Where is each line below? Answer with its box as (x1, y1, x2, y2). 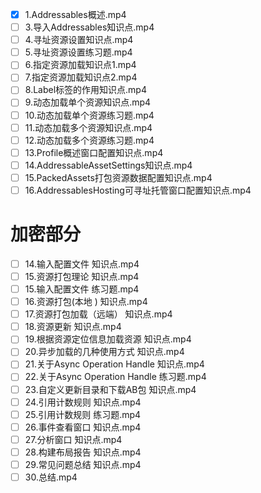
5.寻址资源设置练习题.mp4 (24, 46, 133, 58)
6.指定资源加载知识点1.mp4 (24, 59, 137, 71)
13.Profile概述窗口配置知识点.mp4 (24, 146, 164, 158)
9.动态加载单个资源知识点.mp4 (24, 96, 152, 108)
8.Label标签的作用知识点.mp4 (24, 84, 147, 96)
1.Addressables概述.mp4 (24, 9, 127, 20)
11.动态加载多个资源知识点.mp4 (24, 121, 153, 133)
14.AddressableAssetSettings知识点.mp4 (24, 159, 193, 171)
